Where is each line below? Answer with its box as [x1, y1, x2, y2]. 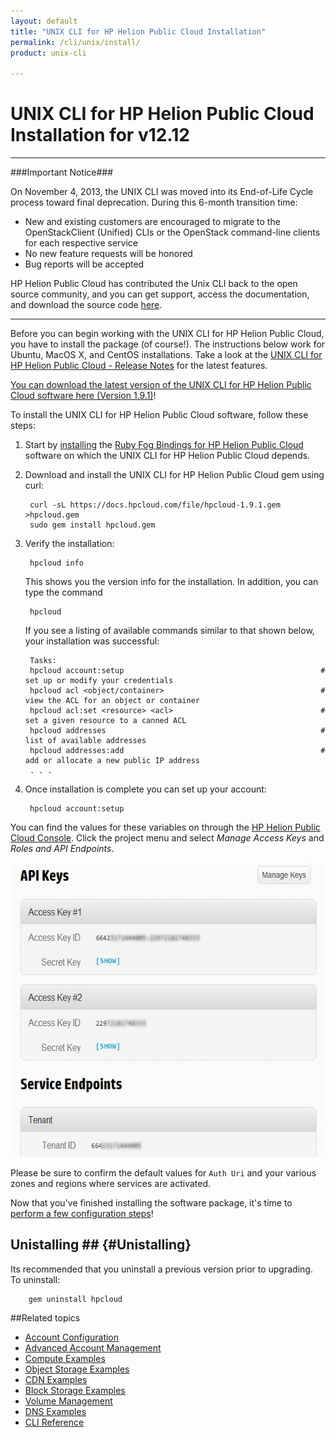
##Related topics [10, 1311, 81, 1324]
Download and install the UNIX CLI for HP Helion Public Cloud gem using [24, 469, 325, 481]
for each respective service [24, 237, 138, 249]
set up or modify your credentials [24, 676, 174, 686]
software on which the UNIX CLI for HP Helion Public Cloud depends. [24, 450, 311, 462]
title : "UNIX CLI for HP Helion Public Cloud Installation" [10, 26, 267, 37]
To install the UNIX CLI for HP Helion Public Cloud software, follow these [10, 409, 309, 421]
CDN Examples [24, 1373, 88, 1385]
